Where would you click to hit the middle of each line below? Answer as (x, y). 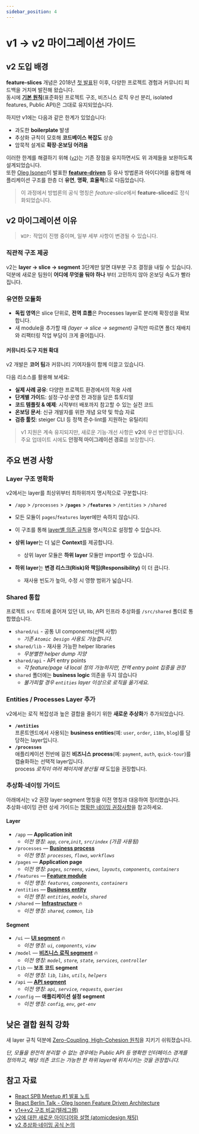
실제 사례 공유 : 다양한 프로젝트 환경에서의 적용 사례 (73, 390)
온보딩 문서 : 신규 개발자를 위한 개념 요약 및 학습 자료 (75, 412)
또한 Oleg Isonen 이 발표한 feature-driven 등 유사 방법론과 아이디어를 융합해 (96, 172)
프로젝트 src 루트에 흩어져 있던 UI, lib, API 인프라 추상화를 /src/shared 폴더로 (97, 611)
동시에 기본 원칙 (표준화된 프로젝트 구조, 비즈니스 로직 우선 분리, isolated (89, 97)
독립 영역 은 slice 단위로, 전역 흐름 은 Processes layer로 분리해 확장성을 (97, 313)
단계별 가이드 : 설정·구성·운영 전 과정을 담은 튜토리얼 (74, 397)
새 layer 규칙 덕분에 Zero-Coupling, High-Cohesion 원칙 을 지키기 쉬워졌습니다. (99, 1040)
